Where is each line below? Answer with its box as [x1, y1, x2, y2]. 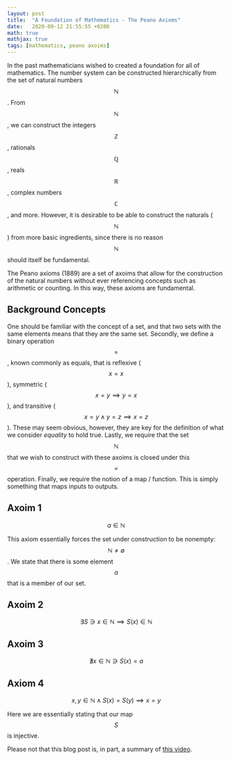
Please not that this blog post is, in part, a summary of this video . [7, 745, 192, 754]
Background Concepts [7, 304, 106, 315]
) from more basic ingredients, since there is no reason [7, 233, 164, 241]
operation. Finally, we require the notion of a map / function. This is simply [7, 474, 219, 483]
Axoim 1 [7, 502, 42, 514]
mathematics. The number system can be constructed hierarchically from [7, 68, 216, 77]
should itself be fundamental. [7, 256, 91, 263]
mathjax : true [7, 36, 48, 43]
